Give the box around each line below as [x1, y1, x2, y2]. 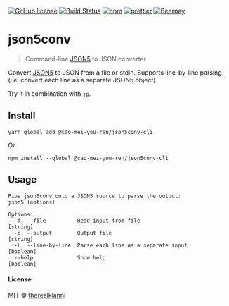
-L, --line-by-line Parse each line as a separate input [14, 242, 188, 249]
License [8, 275, 32, 283]
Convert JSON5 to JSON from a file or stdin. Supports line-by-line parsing [8, 68, 222, 77]
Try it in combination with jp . [8, 89, 91, 98]
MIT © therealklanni [8, 290, 66, 299]
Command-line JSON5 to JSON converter [25, 54, 147, 63]
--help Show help [14, 254, 106, 261]
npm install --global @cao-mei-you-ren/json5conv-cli [8, 154, 169, 161]
